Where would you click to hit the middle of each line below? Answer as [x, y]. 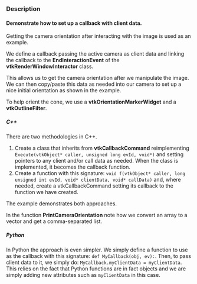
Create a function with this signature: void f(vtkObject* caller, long [100, 173]
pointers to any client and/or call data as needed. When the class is [96, 161]
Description [23, 9]
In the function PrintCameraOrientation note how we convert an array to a [97, 215]
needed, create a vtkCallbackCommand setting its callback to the [94, 186]
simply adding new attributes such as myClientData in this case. [83, 275]
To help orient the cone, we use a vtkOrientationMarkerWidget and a [91, 102]
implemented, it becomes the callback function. [73, 167]
